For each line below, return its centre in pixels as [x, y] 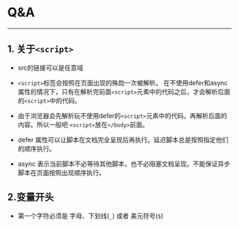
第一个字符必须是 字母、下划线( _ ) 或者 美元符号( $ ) [90, 216]
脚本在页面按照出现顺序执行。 [61, 172]
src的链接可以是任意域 [51, 68]
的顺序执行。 [36, 148]
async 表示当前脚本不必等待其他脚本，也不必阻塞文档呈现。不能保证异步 [124, 164]
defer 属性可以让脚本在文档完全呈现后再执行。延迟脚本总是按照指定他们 [123, 139]
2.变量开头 [31, 197]
